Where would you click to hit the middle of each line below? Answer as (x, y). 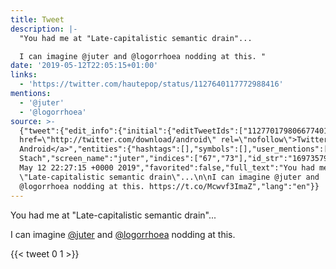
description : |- (44, 29)
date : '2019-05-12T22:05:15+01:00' (84, 66)
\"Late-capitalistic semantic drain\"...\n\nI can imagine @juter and (169, 177)
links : (24, 75)
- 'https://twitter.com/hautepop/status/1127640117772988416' (151, 84)
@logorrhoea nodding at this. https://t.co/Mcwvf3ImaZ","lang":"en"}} (169, 186)
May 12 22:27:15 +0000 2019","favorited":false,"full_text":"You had (167, 168)
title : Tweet (37, 19)
